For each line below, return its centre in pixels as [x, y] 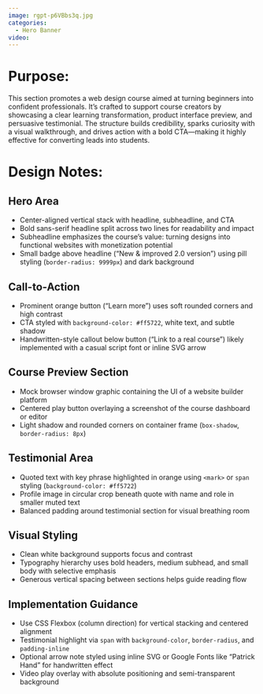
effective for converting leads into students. [79, 140]
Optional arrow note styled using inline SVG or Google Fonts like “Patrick [137, 657]
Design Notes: [56, 172]
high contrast [41, 314]
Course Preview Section [69, 373]
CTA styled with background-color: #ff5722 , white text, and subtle [127, 323]
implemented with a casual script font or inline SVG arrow [113, 347]
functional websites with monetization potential [96, 245]
